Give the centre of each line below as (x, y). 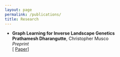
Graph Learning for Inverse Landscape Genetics (63, 33)
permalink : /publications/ (33, 14)
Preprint (20, 44)
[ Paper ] (20, 49)
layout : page (18, 10)
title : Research (22, 19)
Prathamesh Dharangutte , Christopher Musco (60, 38)
